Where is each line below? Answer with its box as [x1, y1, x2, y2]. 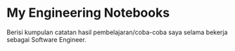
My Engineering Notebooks [6, 5, 170, 21]
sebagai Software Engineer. [6, 35, 87, 43]
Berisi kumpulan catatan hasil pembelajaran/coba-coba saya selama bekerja [6, 28, 228, 36]
